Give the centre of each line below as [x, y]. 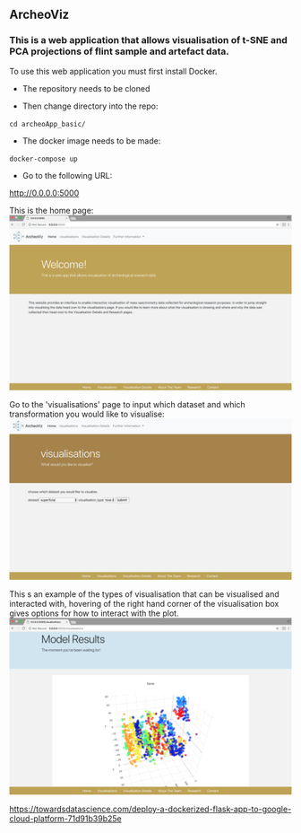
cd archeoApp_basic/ [48, 124]
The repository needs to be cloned [86, 88]
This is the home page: [52, 210]
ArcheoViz [39, 15]
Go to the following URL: [67, 175]
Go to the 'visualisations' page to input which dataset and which [128, 404]
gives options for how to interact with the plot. [94, 613]
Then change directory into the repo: [90, 106]
